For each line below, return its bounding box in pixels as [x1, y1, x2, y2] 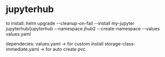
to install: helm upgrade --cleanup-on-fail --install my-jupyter [6, 20, 134, 26]
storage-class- [104, 40, 136, 46]
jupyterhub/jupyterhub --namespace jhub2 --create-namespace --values [6, 25, 160, 31]
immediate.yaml [6, 46, 39, 52]
